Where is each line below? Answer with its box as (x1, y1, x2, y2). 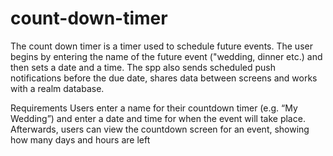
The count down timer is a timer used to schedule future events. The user (10, 40, 313, 52)
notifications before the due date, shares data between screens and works (10, 72, 318, 84)
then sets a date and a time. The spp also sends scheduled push (10, 61, 276, 73)
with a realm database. (10, 82, 105, 94)
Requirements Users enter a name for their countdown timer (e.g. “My (10, 102, 298, 114)
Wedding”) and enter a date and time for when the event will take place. (10, 112, 306, 124)
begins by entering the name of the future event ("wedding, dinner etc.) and (10, 50, 323, 62)
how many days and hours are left (10, 133, 151, 146)
